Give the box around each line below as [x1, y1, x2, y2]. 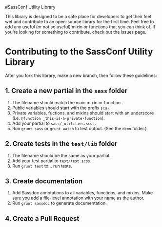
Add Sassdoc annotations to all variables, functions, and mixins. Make [12, 190, 153, 196]
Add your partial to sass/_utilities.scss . [12, 120, 96, 126]
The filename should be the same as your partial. [12, 152, 111, 158]
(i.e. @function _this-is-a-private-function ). [12, 115, 105, 121]
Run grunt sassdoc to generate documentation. [12, 200, 107, 206]
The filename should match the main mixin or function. [12, 99, 122, 105]
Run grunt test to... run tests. [12, 163, 72, 169]
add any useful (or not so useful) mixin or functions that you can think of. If [5, 24, 156, 30]
